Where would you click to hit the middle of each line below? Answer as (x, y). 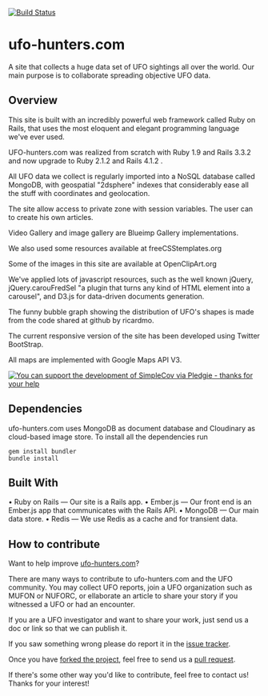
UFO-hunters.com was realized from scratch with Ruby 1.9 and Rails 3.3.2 (130, 152)
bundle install (34, 458)
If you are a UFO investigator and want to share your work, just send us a (129, 620)
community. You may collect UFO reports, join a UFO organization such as (130, 587)
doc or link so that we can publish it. (68, 629)
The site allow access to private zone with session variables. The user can (131, 209)
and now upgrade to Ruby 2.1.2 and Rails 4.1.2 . (86, 161)
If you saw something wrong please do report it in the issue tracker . (120, 644)
